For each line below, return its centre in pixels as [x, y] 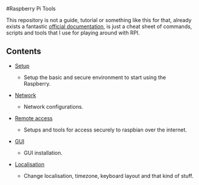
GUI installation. [43, 153]
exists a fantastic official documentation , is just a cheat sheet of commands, [99, 26]
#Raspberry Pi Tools [31, 9]
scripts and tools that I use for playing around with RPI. [73, 33]
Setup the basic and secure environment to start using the [95, 77]
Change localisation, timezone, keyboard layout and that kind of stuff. [108, 175]
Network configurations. [53, 106]
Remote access [34, 118]
